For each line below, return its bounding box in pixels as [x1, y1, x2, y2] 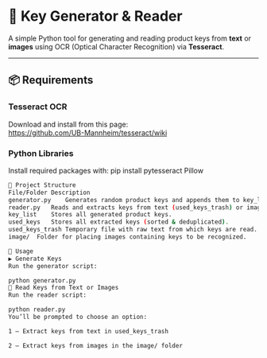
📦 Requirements [8, 73, 94, 87]
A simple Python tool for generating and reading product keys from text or [8, 33, 252, 43]
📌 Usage [8, 247, 34, 255]
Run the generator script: [8, 262, 98, 270]
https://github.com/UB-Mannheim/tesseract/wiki [8, 127, 168, 138]
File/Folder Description [8, 189, 91, 197]
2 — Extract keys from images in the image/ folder [8, 341, 183, 349]
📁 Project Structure [8, 181, 77, 189]
